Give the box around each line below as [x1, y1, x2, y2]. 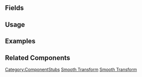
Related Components [5, 54, 71, 62]
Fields [5, 4, 24, 12]
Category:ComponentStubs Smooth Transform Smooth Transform [5, 66, 137, 72]
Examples [5, 37, 35, 45]
